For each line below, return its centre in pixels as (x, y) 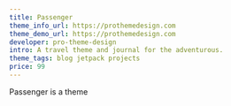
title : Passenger (41, 17)
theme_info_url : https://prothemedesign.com (92, 26)
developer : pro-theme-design (63, 42)
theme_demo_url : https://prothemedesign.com (92, 34)
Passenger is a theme (49, 91)
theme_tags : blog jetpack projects (75, 58)
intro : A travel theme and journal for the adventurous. (116, 50)
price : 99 (27, 67)
